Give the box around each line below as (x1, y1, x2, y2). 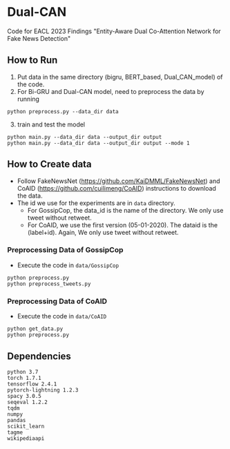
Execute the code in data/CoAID (17, 312, 107, 321)
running (17, 95, 40, 103)
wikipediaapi (7, 434, 45, 442)
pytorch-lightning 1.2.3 (7, 386, 79, 394)
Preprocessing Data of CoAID (7, 296, 108, 306)
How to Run (7, 55, 58, 66)
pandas (7, 417, 26, 423)
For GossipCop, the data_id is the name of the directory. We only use (27, 206, 224, 214)
